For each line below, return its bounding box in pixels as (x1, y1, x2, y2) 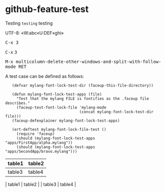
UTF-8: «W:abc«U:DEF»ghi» (5, 30, 64, 36)
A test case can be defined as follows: (5, 73, 84, 79)
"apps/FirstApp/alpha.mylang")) (5, 140, 73, 145)
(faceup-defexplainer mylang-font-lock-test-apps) (12, 118, 120, 123)
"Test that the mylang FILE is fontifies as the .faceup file (16, 96, 149, 101)
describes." (5, 101, 30, 106)
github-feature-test (5, 4, 89, 15)
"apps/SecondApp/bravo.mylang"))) (5, 149, 78, 154)
